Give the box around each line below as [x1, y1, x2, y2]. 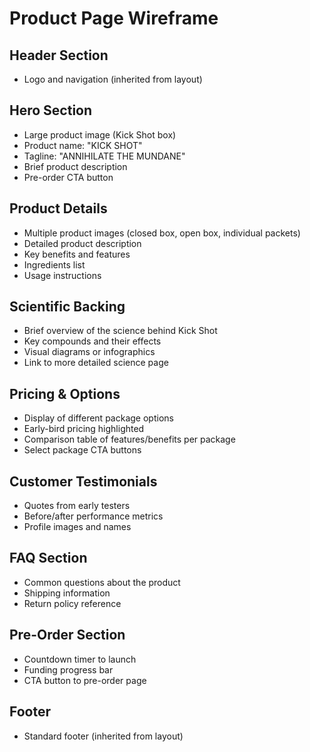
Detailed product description [23, 237, 142, 249]
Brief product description [23, 160, 128, 172]
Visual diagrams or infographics [23, 346, 156, 358]
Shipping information [23, 587, 111, 599]
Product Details [9, 200, 108, 217]
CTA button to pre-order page [23, 674, 147, 686]
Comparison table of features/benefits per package [23, 433, 236, 446]
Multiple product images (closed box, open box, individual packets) [23, 227, 301, 239]
